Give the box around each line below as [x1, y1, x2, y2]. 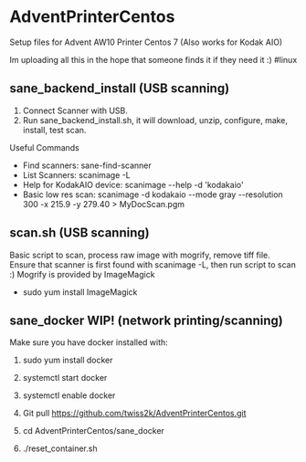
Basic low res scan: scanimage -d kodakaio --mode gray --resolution [22, 189, 283, 200]
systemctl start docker [22, 373, 108, 383]
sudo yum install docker [22, 354, 113, 366]
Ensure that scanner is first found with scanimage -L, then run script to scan [9, 258, 297, 270]
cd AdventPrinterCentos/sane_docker [22, 425, 164, 436]
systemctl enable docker [22, 390, 116, 401]
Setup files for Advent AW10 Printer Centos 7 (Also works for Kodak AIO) [9, 37, 283, 47]
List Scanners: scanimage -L [22, 169, 131, 180]
